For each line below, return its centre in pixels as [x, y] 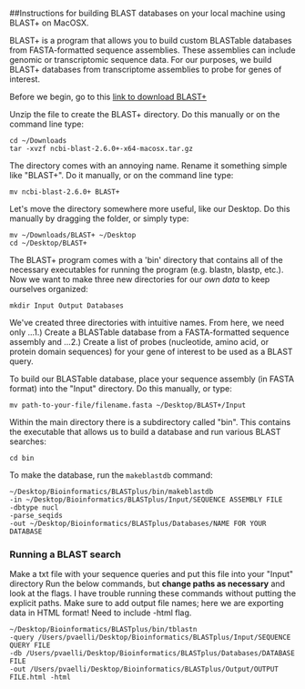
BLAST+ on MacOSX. [49, 23]
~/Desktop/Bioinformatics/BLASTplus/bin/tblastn [103, 630]
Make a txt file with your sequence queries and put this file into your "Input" [152, 574]
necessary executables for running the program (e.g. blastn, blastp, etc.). [147, 269]
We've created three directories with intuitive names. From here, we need [147, 323]
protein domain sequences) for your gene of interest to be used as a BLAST [151, 351]
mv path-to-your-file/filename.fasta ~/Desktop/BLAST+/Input [128, 405]
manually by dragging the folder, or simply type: [99, 218]
